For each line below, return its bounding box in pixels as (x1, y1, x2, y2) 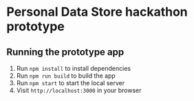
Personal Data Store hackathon (6, 4, 188, 20)
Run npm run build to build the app (16, 71, 116, 80)
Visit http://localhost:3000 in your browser (16, 87, 142, 94)
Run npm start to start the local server (16, 79, 125, 87)
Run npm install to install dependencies (16, 65, 131, 72)
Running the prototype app (6, 46, 125, 58)
